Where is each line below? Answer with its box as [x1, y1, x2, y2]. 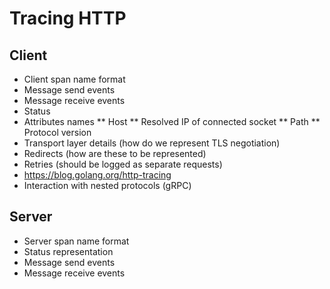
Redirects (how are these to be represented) [23, 148, 207, 159]
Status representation [23, 245, 114, 257]
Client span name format [23, 73, 126, 85]
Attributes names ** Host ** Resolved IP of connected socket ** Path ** [23, 116, 321, 127]
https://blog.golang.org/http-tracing [23, 169, 172, 181]
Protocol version [23, 127, 92, 138]
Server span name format [23, 235, 130, 247]
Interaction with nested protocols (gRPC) [23, 180, 192, 191]
